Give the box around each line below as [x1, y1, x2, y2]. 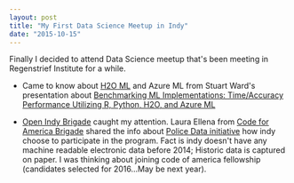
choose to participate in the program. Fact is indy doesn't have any [21, 135, 268, 147]
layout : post [9, 12, 58, 22]
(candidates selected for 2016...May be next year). [21, 163, 207, 174]
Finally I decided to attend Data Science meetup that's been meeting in [9, 54, 269, 65]
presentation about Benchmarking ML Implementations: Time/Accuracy [21, 90, 284, 100]
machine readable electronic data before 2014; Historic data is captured [21, 145, 286, 155]
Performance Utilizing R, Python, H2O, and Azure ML [21, 99, 216, 110]
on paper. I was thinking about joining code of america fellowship [21, 155, 261, 165]
